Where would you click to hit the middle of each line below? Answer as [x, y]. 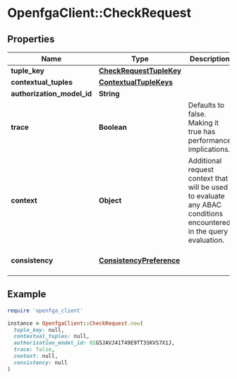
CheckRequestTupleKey [140, 71]
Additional [205, 161]
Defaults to [206, 105]
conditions [206, 213]
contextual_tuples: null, [52, 337]
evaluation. [206, 240]
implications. [209, 149]
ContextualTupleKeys [135, 82]
